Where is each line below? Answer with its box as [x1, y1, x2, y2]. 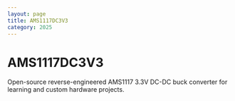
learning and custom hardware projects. [7, 85, 125, 94]
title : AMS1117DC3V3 [7, 17, 69, 24]
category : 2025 [7, 23, 53, 31]
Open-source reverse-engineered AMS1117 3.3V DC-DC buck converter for [7, 78, 228, 86]
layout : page [7, 10, 46, 18]
